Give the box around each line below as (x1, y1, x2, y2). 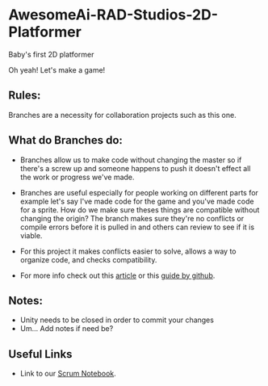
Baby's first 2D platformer (8, 49, 94, 59)
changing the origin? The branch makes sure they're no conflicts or (19, 213, 245, 223)
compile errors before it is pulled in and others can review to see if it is (19, 222, 255, 232)
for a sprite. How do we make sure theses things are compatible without (19, 204, 260, 215)
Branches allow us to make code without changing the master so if (19, 155, 242, 165)
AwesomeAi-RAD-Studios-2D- (8, 6, 219, 24)
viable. (19, 230, 43, 240)
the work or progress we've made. (19, 172, 135, 182)
